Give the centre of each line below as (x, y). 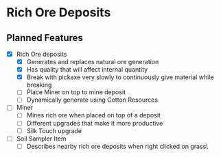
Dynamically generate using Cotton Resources (92, 100)
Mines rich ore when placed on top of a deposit (93, 115)
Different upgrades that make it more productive (95, 123)
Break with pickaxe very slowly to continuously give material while (120, 77)
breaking (39, 85)
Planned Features (45, 38)
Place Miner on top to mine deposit (76, 92)
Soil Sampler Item (41, 139)
